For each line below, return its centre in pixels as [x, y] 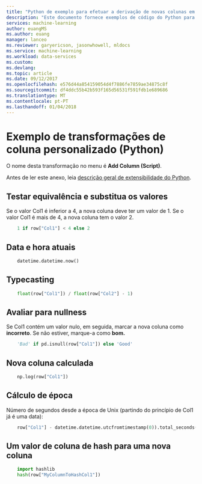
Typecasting [30, 280]
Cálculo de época [40, 395]
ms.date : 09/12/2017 [32, 79]
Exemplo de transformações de [86, 136]
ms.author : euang [28, 34]
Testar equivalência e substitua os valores [87, 196]
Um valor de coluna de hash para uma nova [89, 446]
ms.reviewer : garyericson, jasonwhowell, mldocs [68, 46]
